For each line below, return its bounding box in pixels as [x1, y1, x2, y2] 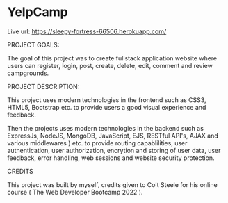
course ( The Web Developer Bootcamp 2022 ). [7, 188, 143, 196]
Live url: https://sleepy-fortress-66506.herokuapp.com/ [7, 27, 167, 35]
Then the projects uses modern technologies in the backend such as [7, 124, 204, 132]
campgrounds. [7, 69, 49, 77]
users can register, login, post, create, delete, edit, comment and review [7, 61, 213, 70]
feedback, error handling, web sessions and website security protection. [7, 154, 215, 162]
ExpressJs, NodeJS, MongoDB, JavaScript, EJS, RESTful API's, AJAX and [7, 131, 218, 140]
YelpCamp [7, 4, 68, 20]
